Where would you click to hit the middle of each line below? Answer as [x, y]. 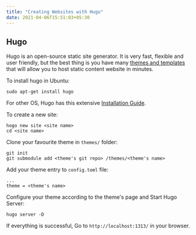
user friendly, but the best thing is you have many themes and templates [96, 63]
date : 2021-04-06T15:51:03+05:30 [48, 17]
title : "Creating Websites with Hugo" [55, 12]
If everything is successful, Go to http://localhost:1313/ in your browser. [98, 226]
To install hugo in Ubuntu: [38, 81]
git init [17, 153]
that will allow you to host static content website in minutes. [80, 69]
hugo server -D [25, 215]
